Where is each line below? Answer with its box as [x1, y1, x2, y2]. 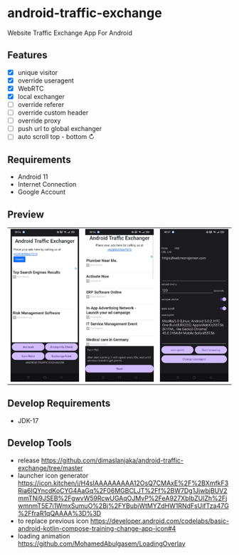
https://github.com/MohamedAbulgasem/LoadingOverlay [17, 539, 186, 548]
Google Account [17, 187, 66, 197]
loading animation [17, 531, 70, 540]
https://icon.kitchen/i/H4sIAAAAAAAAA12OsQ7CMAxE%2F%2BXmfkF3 [17, 479, 229, 487]
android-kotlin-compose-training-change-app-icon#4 [17, 524, 176, 532]
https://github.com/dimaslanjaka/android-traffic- [41, 456, 184, 465]
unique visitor [17, 68, 58, 76]
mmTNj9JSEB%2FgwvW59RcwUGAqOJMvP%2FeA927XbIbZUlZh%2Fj [17, 494, 228, 502]
